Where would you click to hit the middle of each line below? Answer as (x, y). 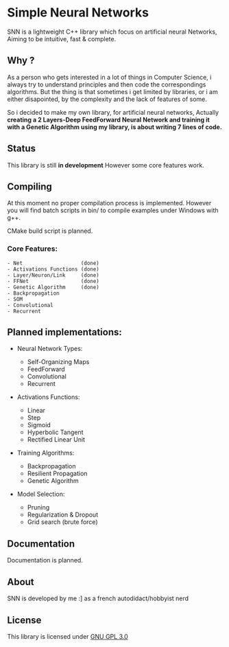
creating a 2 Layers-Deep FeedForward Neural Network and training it (109, 120)
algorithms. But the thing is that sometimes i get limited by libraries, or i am (112, 91)
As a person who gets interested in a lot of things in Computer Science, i (109, 77)
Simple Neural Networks (78, 13)
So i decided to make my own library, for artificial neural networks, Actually (113, 112)
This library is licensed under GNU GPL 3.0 (68, 636)
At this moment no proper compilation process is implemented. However (109, 203)
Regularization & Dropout (62, 515)
